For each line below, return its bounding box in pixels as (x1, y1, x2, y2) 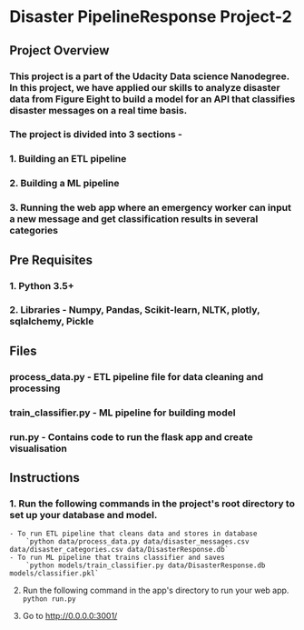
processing (9, 382, 61, 395)
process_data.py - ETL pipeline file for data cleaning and (9, 370, 264, 383)
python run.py (22, 595, 76, 604)
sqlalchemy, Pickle (9, 315, 94, 328)
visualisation (9, 442, 68, 455)
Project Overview (9, 43, 110, 58)
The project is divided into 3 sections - (9, 128, 183, 141)
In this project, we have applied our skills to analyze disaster (9, 81, 280, 94)
